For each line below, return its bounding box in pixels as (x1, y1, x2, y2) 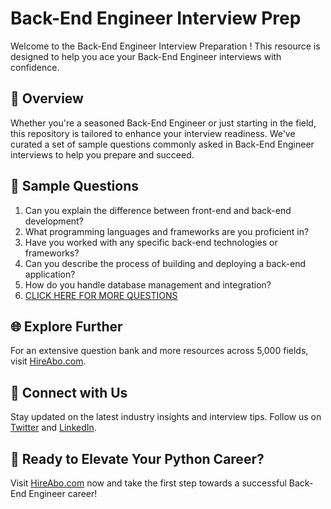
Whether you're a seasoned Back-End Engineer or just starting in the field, (10, 117, 317, 129)
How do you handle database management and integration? (24, 278, 272, 291)
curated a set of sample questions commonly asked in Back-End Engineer (10, 138, 315, 150)
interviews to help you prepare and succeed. (10, 148, 195, 161)
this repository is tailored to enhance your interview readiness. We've (10, 127, 296, 139)
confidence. (10, 61, 60, 73)
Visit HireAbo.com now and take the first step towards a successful (10, 477, 287, 489)
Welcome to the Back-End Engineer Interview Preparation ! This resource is (10, 40, 321, 52)
